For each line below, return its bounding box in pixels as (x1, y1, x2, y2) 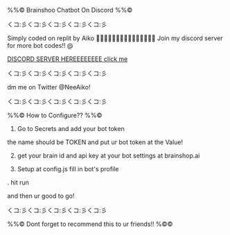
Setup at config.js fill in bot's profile (17, 165, 119, 173)
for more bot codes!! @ (7, 42, 73, 49)
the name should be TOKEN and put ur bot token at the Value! (7, 138, 184, 146)
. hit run (7, 178, 29, 186)
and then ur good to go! (7, 192, 75, 200)
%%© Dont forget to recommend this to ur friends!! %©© (7, 220, 173, 228)
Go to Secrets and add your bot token (17, 125, 125, 132)
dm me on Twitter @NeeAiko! (7, 83, 91, 91)
